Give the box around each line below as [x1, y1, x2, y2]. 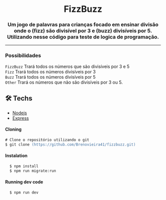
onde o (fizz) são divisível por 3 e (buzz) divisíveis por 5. [14, 27, 152, 34]
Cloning [5, 126, 22, 132]
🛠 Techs [5, 94, 33, 102]
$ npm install [9, 163, 39, 169]
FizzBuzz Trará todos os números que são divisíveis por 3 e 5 [5, 63, 130, 69]
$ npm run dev [9, 190, 39, 195]
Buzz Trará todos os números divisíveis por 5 [5, 74, 96, 80]
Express [12, 115, 29, 121]
